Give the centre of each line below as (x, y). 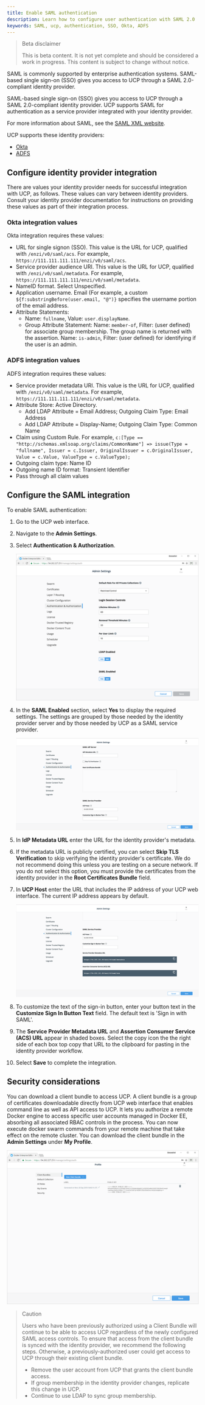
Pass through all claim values (52, 476)
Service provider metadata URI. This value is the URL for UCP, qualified (105, 385)
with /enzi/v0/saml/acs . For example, (63, 254)
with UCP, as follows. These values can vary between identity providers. (98, 194)
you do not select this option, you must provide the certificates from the (106, 872)
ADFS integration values (43, 361)
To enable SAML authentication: (47, 510)
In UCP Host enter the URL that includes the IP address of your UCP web (107, 890)
